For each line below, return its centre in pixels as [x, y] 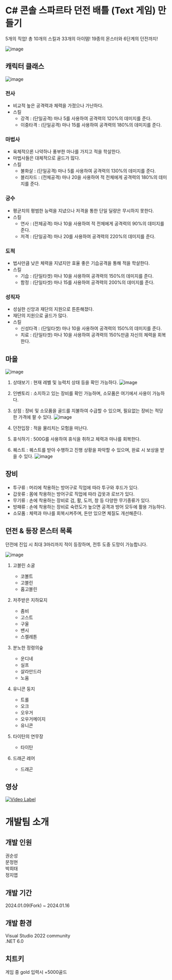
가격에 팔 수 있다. [35, 417]
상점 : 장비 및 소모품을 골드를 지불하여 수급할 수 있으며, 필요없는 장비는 [83, 411]
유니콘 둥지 [24, 689]
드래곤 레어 [24, 758]
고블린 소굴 [24, 565]
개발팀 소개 [27, 822]
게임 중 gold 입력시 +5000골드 [36, 972]
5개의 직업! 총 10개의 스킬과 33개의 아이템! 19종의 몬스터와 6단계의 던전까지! [82, 39]
